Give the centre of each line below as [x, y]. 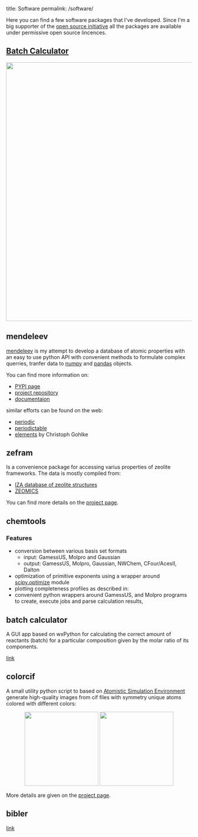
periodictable [31, 428]
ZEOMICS [27, 491]
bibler [17, 814]
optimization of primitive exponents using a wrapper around [87, 576]
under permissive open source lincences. [56, 33]
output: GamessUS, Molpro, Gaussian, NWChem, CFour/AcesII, [100, 564]
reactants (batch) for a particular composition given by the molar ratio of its [98, 640]
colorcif [21, 677]
